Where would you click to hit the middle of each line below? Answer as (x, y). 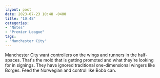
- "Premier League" (25, 32)
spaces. (13, 60)
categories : (17, 23)
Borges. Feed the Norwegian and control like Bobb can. (60, 70)
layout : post (18, 9)
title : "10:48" (20, 18)
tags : (10, 37)
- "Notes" (15, 28)
